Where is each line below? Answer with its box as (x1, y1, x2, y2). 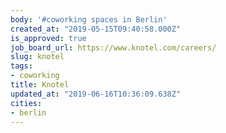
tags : (10, 61, 33, 71)
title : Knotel (10, 80, 70, 90)
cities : (10, 98, 43, 108)
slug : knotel (10, 52, 65, 62)
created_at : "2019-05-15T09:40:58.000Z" (10, 24, 182, 34)
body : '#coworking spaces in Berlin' (10, 14, 168, 25)
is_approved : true (10, 33, 87, 43)
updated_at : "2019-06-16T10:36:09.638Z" (10, 89, 182, 99)
